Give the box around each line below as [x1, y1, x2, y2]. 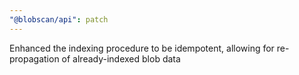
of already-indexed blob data [61, 52, 181, 65]
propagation [9, 52, 60, 65]
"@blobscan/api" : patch [9, 14, 109, 25]
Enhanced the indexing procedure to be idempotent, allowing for [9, 42, 275, 54]
